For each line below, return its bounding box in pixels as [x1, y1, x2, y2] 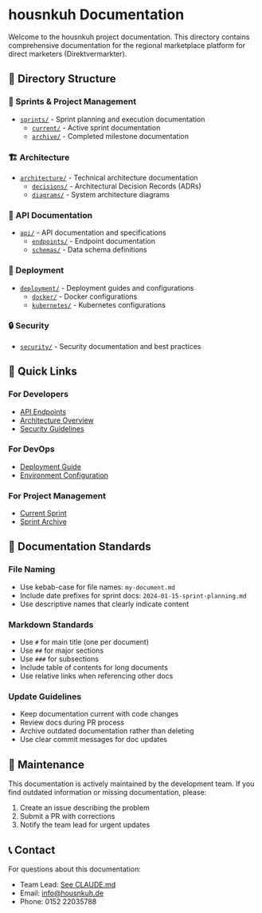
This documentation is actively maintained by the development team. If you [8, 779, 255, 788]
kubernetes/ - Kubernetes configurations [31, 300, 166, 309]
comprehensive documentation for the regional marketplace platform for [8, 40, 246, 50]
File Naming [8, 564, 56, 575]
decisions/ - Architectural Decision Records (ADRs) [31, 181, 201, 191]
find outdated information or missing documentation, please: [8, 788, 207, 797]
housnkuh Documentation [8, 6, 185, 24]
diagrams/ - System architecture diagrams [31, 189, 170, 199]
